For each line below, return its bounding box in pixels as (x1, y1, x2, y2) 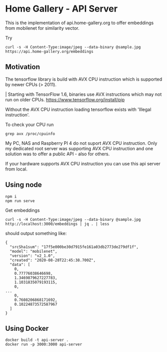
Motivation (5, 63, 40, 71)
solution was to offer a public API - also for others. (5, 151, 110, 157)
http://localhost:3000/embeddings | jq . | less (5, 221, 109, 226)
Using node (5, 181, 42, 189)
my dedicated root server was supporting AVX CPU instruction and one (5, 145, 153, 151)
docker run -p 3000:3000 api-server (5, 342, 82, 347)
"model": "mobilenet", (10, 249, 58, 254)
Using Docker (5, 324, 49, 333)
